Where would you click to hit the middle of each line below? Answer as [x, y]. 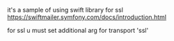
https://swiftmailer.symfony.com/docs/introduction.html [87, 17]
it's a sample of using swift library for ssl [65, 10]
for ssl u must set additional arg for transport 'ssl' [78, 30]
